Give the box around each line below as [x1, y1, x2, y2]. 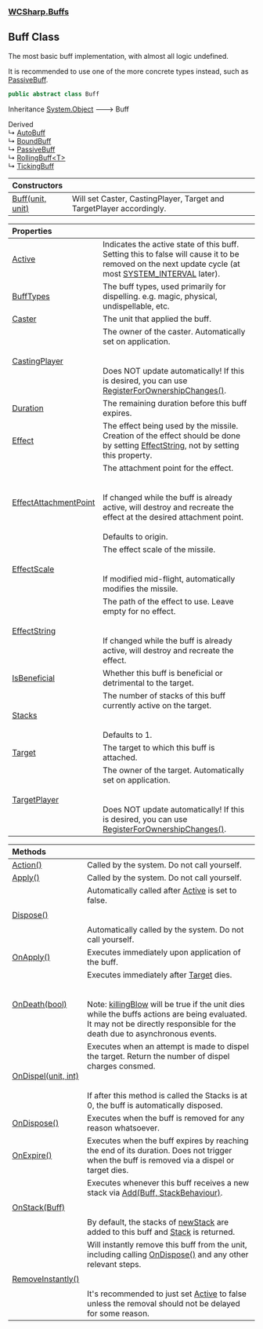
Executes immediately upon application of [87, 947, 241, 958]
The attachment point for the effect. [103, 462, 234, 473]
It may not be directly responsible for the [87, 1018, 236, 1029]
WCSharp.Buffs [8, 6, 69, 17]
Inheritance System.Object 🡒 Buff [8, 104, 129, 114]
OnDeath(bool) [12, 999, 67, 1010]
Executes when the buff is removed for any [87, 1112, 245, 1123]
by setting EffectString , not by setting [103, 440, 240, 451]
